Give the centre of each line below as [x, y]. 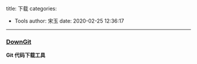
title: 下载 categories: [31, 8]
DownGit [19, 41]
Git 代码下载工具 [26, 55]
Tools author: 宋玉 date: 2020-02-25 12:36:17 [69, 21]
